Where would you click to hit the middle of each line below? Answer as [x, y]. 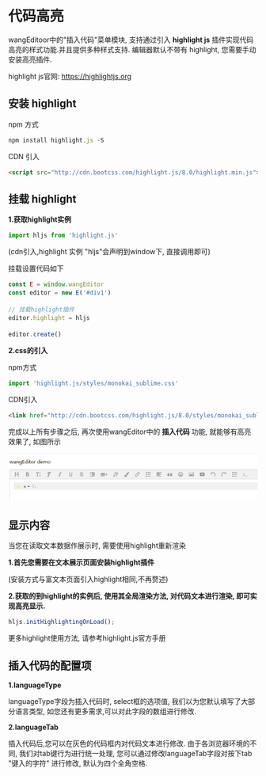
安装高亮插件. [30, 59]
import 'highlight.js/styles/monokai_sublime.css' [93, 384]
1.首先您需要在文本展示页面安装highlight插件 [82, 562]
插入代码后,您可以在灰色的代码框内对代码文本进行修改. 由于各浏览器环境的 [129, 743]
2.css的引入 [28, 351]
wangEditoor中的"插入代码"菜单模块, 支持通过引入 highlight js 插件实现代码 [131, 40]
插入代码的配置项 [50, 666]
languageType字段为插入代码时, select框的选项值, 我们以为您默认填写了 [125, 701]
